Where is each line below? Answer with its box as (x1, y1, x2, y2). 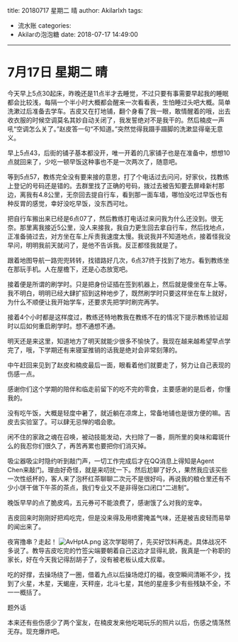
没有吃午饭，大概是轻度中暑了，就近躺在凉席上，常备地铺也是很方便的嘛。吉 (7, 408, 231, 417)
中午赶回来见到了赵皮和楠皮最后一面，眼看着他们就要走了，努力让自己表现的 (7, 361, 231, 369)
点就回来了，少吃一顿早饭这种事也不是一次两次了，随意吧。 (7, 157, 181, 165)
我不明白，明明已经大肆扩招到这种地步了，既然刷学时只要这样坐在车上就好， (7, 288, 231, 297)
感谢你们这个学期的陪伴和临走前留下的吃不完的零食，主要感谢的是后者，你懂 (7, 384, 231, 393)
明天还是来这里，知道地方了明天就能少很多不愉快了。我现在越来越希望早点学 (7, 337, 231, 345)
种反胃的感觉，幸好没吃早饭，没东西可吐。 (7, 199, 132, 207)
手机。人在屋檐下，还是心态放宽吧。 (25, 265, 132, 273)
